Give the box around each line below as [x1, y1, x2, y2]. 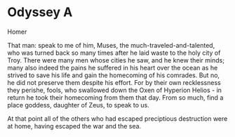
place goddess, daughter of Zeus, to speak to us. [7, 100, 149, 109]
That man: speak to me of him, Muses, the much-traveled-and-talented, [7, 41, 215, 49]
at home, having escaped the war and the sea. [7, 122, 142, 130]
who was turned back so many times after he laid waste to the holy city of [7, 48, 221, 57]
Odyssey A [7, 4, 73, 20]
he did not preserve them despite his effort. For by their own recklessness [7, 78, 221, 86]
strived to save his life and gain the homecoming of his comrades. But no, [7, 71, 220, 79]
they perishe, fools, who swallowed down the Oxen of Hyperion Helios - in [7, 86, 222, 94]
